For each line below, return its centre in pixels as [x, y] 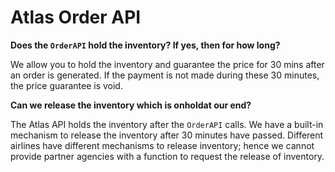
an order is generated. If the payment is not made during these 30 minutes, [165, 75]
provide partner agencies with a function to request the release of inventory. [167, 156]
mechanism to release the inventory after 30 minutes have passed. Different [167, 135]
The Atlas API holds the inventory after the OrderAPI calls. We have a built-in [167, 124]
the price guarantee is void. [66, 85]
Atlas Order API [76, 17]
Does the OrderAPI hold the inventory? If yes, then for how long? [145, 45]
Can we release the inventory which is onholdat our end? [131, 105]
